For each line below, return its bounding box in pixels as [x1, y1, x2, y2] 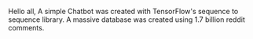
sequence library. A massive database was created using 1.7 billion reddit [8, 15, 245, 24]
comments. [8, 23, 45, 32]
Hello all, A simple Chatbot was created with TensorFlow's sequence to [8, 7, 239, 16]
